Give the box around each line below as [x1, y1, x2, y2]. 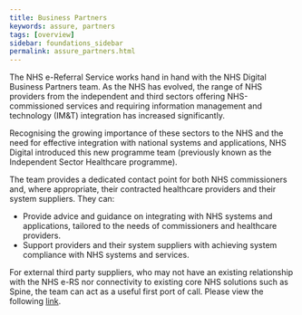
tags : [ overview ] [9, 30, 75, 39]
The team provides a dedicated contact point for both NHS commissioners [9, 174, 287, 186]
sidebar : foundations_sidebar [9, 38, 124, 48]
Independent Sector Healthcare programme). [9, 157, 179, 167]
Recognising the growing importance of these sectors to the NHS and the [9, 128, 284, 138]
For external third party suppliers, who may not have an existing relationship [9, 267, 293, 278]
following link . [9, 296, 62, 307]
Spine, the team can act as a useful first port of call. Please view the [9, 286, 264, 297]
